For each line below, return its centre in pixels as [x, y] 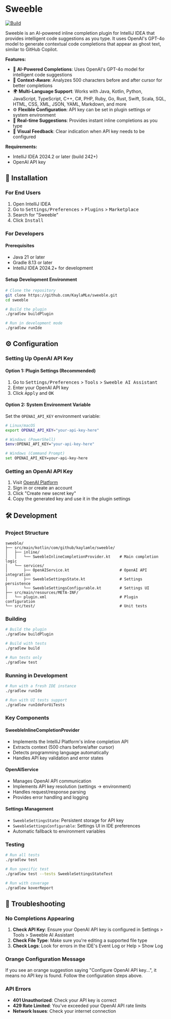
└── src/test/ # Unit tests [76, 606]
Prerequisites [20, 246]
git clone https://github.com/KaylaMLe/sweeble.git [61, 295]
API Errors [18, 989]
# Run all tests [22, 855]
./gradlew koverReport [29, 888]
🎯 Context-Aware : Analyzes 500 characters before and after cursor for [87, 80]
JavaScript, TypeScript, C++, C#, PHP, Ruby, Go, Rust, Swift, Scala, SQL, [89, 98]
